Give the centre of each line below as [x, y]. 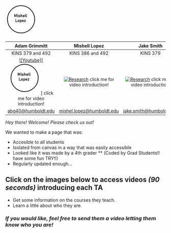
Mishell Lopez [89, 46]
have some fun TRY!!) [35, 158]
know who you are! [29, 225]
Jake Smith [150, 46]
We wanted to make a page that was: [44, 132]
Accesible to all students [38, 142]
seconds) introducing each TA [54, 188]
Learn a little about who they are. [47, 205]
